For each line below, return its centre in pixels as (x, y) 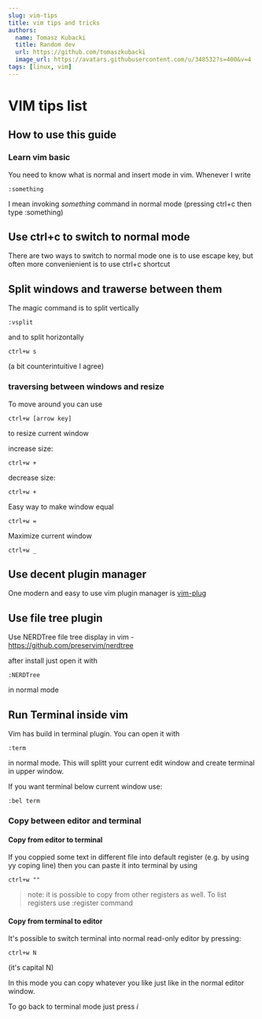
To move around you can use (55, 404)
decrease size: (32, 478)
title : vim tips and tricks (54, 23)
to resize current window (48, 433)
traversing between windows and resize (87, 387)
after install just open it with (53, 661)
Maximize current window (50, 536)
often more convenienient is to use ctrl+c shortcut (89, 264)
